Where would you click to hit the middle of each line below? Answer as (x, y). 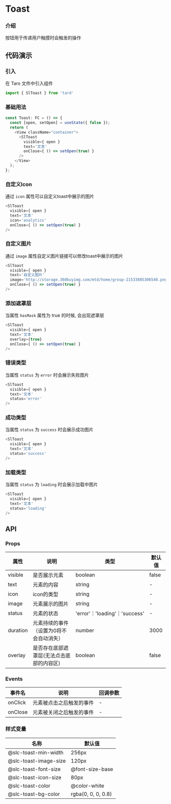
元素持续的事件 (51, 623)
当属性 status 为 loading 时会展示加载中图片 (52, 484)
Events (14, 679)
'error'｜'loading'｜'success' (110, 614)
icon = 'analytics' (28, 220)
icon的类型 (46, 594)
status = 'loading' (28, 508)
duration (18, 630)
